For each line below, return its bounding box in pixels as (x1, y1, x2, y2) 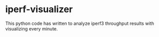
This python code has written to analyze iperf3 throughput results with (5, 20, 154, 26)
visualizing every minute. (5, 25, 58, 31)
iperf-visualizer (5, 4, 73, 15)
